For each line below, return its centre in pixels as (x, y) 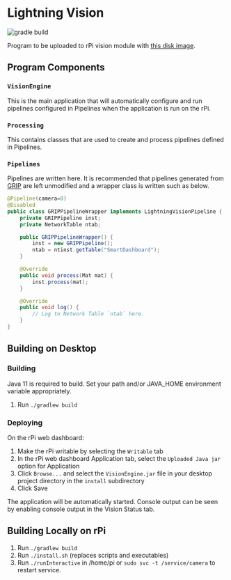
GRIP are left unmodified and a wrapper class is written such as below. (108, 186)
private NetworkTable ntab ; (60, 224)
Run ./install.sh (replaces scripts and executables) (93, 555)
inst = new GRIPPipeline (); (73, 244)
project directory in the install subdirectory (81, 480)
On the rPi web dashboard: (46, 437)
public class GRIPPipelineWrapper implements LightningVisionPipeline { (115, 211)
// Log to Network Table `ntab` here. (88, 314)
